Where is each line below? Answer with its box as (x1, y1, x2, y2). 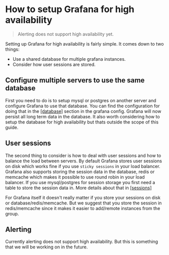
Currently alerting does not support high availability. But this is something (5, 239, 158, 245)
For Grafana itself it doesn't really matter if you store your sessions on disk (5, 194, 161, 200)
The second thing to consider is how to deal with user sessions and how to (5, 152, 161, 158)
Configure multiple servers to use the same (5, 76, 145, 84)
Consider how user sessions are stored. (12, 61, 96, 67)
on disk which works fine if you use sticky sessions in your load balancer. (5, 163, 160, 169)
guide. (5, 124, 19, 130)
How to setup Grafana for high (5, 4, 135, 15)
